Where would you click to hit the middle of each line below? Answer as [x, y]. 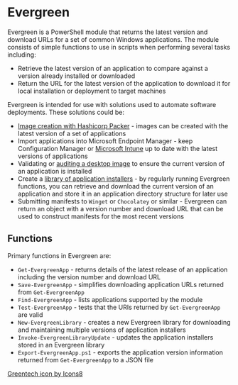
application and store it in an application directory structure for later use [123, 194]
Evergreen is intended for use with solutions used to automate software [112, 104]
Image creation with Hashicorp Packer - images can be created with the [123, 125]
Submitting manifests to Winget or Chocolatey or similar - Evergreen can [122, 201]
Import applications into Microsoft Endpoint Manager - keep [105, 141]
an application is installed [55, 171]
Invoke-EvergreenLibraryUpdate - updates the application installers [115, 337]
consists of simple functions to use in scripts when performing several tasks [119, 47]
